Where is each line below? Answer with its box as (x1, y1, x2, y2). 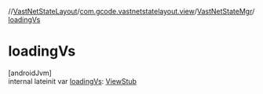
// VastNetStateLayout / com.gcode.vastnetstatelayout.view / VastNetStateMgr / (8, 7, 255, 16)
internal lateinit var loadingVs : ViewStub (8, 76, 137, 85)
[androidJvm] (8, 68, 53, 78)
